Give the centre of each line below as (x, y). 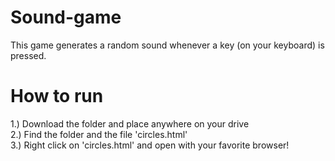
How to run (57, 96)
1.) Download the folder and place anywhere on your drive (130, 123)
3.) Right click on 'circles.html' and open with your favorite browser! (150, 145)
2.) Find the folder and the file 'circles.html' (99, 134)
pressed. (28, 55)
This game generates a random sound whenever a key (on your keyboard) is (167, 45)
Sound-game (66, 17)
